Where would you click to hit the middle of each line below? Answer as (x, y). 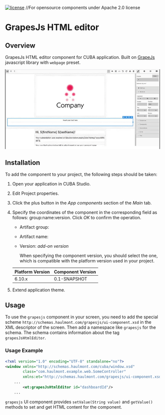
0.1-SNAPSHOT (70, 279)
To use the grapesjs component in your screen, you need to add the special (82, 317)
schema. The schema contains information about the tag (62, 333)
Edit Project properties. (35, 193)
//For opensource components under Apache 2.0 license (83, 8)
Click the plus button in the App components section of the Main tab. (82, 203)
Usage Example (24, 351)
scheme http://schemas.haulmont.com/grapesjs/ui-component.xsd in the (78, 322)
